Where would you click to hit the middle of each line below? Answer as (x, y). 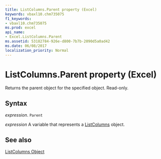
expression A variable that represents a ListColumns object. (65, 124)
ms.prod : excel (20, 28)
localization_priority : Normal (37, 50)
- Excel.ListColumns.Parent (34, 37)
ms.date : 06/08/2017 (26, 46)
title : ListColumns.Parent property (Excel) (51, 10)
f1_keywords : (18, 19)
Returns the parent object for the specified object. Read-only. (67, 88)
